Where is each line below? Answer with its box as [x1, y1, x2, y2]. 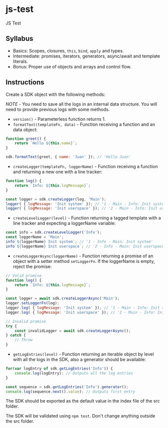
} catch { [5, 333, 26, 338]
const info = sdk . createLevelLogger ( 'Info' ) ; [5, 230, 102, 235]
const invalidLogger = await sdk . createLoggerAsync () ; [14, 328, 131, 333]
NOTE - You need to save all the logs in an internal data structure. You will [5, 101, 158, 107]
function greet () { [5, 136, 46, 141]
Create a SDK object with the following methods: [5, 91, 106, 97]
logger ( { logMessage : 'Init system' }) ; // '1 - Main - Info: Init [5, 201, 151, 207]
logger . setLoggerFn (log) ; [5, 301, 59, 306]
